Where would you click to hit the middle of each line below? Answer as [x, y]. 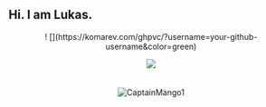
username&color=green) [151, 46]
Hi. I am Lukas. [51, 15]
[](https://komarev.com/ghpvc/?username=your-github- [153, 36]
